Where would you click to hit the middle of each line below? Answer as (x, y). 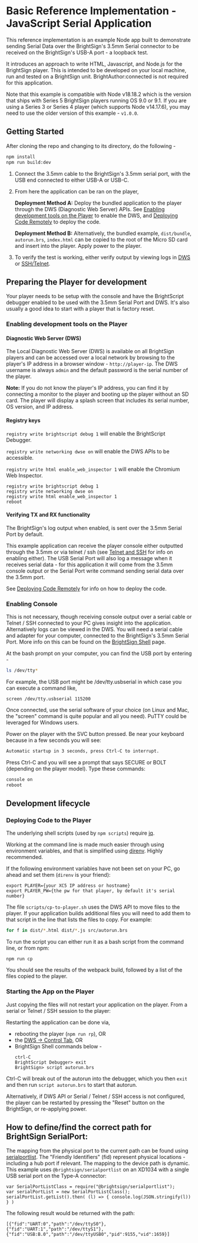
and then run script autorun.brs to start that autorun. (72, 1084)
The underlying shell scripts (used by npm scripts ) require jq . (80, 833)
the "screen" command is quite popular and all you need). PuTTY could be (96, 716)
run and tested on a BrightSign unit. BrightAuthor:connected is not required (97, 76)
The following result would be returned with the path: (71, 1213)
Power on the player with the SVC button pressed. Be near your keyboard (95, 734)
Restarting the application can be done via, (58, 1022)
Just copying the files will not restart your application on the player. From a (97, 1005)
